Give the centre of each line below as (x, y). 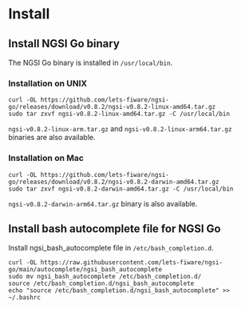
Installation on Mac (46, 159)
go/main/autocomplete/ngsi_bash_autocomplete (85, 270)
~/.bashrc (25, 298)
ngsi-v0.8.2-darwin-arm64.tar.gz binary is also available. (103, 203)
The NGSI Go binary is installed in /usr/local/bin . (91, 62)
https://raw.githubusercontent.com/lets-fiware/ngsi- (132, 263)
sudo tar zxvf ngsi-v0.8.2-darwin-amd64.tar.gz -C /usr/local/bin (121, 189)
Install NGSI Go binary (64, 44)
